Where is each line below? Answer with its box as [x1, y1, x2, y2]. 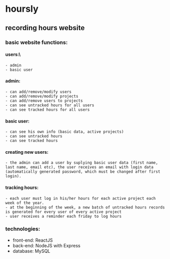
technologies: [5, 225, 41, 232]
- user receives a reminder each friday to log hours [5, 214, 122, 219]
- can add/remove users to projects [5, 98, 83, 103]
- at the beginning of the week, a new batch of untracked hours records [5, 205, 165, 210]
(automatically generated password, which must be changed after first [5, 169, 160, 174]
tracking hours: [5, 184, 39, 191]
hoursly [5, 3, 39, 15]
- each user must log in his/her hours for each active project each [5, 196, 156, 201]
